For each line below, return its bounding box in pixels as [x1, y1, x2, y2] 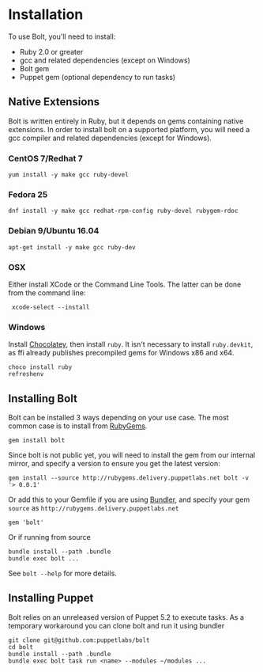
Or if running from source [8, 533, 91, 542]
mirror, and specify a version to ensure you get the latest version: [8, 459, 221, 469]
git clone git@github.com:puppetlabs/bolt [8, 636, 150, 644]
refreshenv [8, 370, 44, 378]
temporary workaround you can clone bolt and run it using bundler [8, 621, 225, 630]
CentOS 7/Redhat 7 [8, 153, 83, 164]
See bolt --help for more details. [8, 568, 117, 579]
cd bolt [8, 643, 34, 651]
